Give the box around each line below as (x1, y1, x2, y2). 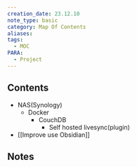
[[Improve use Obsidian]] (17, 131, 90, 139)
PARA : (7, 50, 23, 57)
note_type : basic (7, 17, 58, 24)
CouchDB (38, 115, 67, 123)
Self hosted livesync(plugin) (48, 123, 130, 131)
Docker (27, 108, 49, 116)
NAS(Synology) (17, 100, 63, 109)
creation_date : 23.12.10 (7, 10, 80, 18)
